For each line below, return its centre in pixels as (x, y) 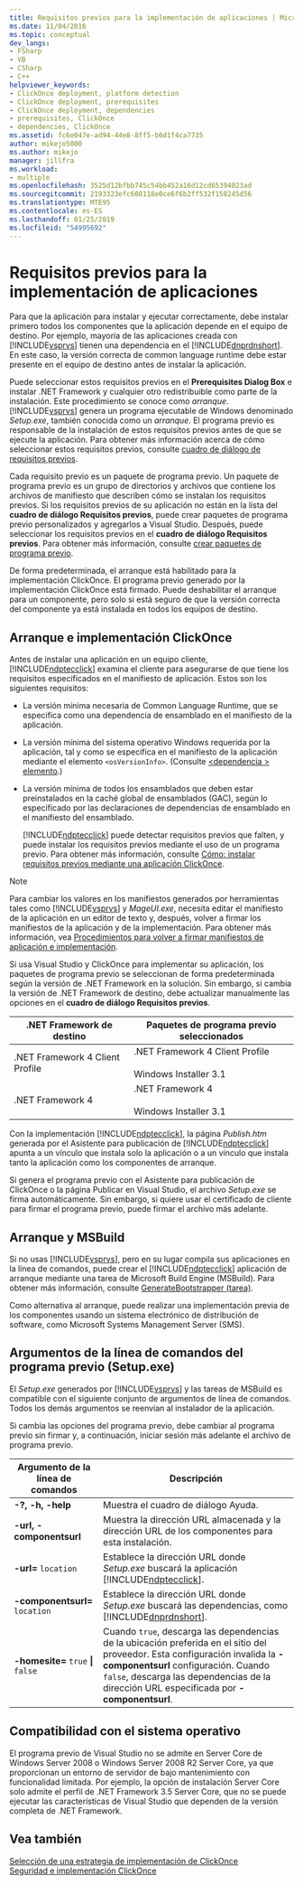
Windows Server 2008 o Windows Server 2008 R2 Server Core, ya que (142, 1762)
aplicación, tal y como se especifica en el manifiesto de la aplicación (150, 752)
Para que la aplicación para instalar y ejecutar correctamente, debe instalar (149, 316)
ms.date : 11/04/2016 (48, 26)
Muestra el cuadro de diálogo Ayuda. (181, 1505)
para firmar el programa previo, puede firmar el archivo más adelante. (139, 1209)
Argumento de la (54, 1467)
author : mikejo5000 (46, 144)
